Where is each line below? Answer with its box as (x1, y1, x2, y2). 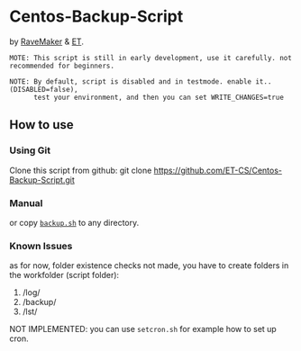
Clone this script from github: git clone (9, 165, 152, 175)
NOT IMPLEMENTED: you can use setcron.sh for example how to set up (9, 324, 277, 335)
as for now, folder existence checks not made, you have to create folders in (9, 260, 289, 271)
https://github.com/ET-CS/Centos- (153, 165, 282, 175)
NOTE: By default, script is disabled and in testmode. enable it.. (9, 76, 272, 86)
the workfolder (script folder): (9, 270, 120, 281)
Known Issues (9, 239, 73, 252)
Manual (9, 196, 43, 209)
